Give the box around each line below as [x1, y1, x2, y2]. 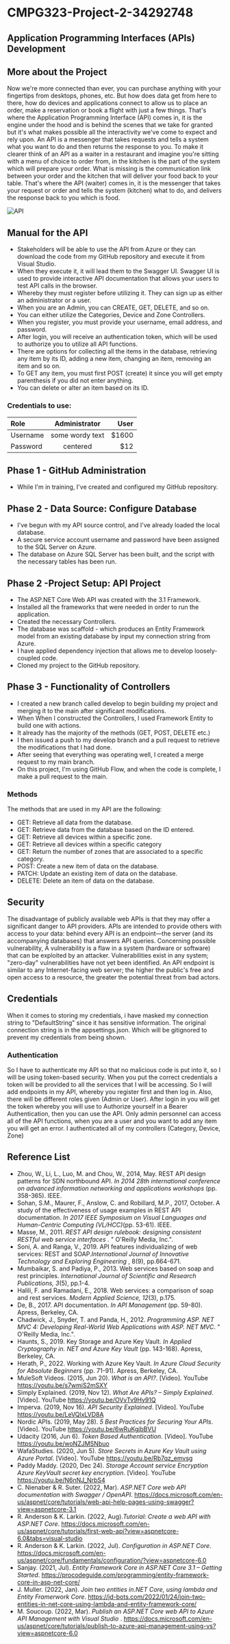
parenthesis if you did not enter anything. [16, 376, 133, 385]
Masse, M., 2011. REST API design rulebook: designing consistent [16, 1227, 202, 1236]
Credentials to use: [7, 401, 72, 410]
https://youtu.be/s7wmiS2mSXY [16, 1381, 108, 1389]
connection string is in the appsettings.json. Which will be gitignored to [7, 1026, 207, 1034]
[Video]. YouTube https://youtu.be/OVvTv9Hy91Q [16, 1396, 156, 1404]
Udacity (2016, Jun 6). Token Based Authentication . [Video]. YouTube [16, 1432, 214, 1440]
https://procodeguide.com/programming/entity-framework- [41, 1571, 209, 1579]
